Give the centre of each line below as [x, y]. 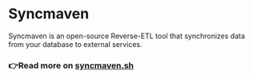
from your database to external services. [75, 44]
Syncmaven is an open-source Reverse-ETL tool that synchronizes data [127, 36]
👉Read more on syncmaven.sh [71, 65]
